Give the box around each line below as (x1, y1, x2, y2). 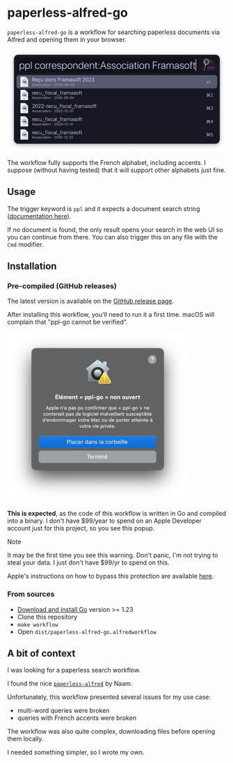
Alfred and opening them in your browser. (7, 35, 127, 43)
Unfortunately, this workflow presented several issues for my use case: (7, 693, 211, 701)
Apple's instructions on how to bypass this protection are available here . (7, 572, 214, 581)
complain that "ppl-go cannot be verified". (7, 318, 129, 327)
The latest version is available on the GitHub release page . (7, 297, 175, 306)
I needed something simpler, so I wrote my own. (7, 748, 145, 757)
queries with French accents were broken (17, 714, 137, 722)
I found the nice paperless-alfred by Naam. (7, 679, 133, 688)
